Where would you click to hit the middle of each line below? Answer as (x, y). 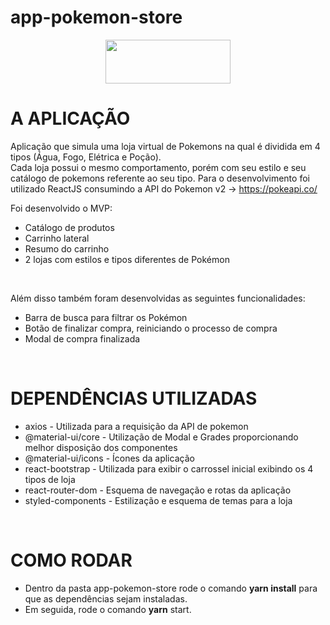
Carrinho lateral (57, 238)
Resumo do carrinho (67, 248)
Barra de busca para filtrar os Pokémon (106, 317)
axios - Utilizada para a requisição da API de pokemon (136, 426)
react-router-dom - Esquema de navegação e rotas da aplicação (158, 490)
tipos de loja (50, 479)
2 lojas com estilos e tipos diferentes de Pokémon (127, 259)
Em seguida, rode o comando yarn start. (108, 609)
